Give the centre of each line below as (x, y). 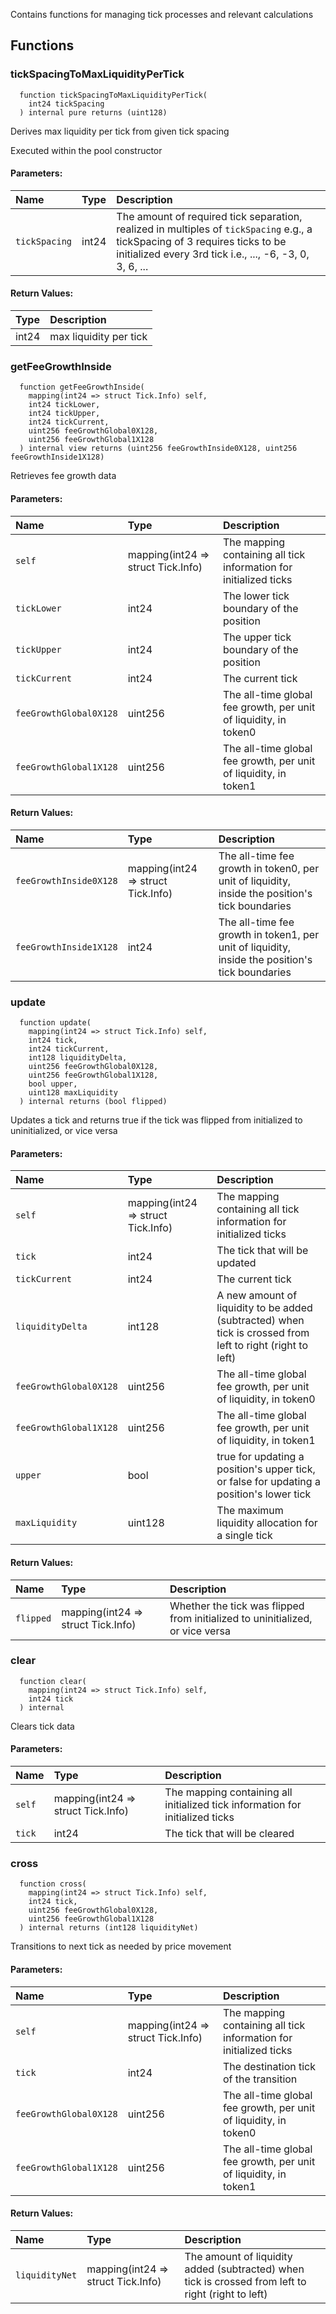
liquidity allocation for (267, 1523)
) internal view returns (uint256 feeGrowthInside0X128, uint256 (158, 449)
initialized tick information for (233, 1804)
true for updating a (260, 1457)
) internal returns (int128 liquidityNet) (109, 1928)
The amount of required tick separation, (209, 216)
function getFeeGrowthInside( (82, 387)
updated (236, 1263)
